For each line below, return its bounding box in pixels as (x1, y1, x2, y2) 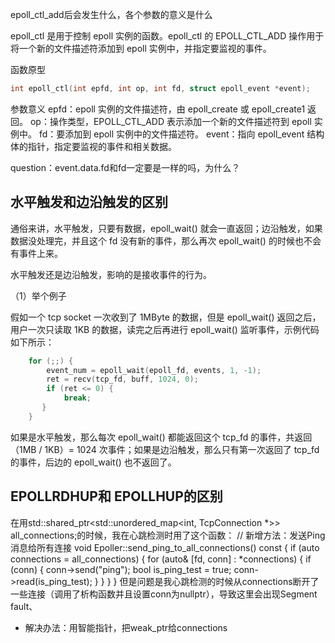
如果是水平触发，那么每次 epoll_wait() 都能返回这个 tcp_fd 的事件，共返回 (10, 431, 313, 443)
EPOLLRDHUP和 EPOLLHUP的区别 (10, 488, 223, 505)
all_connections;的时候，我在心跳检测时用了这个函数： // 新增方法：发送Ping (10, 529, 326, 541)
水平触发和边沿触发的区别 (10, 194, 168, 211)
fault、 (10, 600, 38, 612)
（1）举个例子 (10, 289, 67, 302)
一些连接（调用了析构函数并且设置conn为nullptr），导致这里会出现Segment (10, 588, 318, 600)
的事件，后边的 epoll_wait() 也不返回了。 (10, 456, 177, 468)
